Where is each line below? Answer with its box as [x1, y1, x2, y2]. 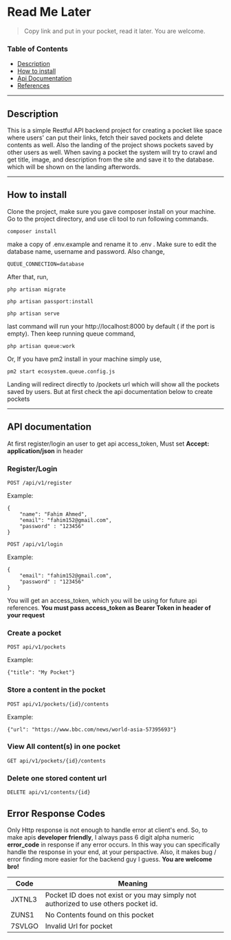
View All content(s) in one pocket [7, 742, 121, 752]
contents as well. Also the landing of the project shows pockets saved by [7, 141, 214, 149]
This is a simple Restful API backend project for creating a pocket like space [7, 127, 222, 135]
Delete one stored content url [7, 773, 107, 783]
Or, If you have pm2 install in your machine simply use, [7, 355, 162, 363]
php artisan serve [7, 310, 60, 317]
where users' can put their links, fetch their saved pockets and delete [7, 133, 203, 142]
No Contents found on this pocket [45, 910, 155, 919]
